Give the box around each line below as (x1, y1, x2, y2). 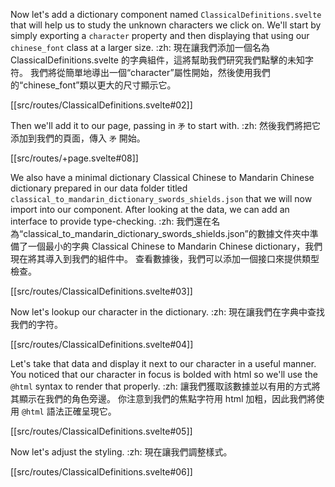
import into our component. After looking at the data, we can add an (10, 204, 290, 215)
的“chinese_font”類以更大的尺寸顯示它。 (10, 79, 177, 91)
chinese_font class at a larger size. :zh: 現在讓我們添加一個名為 (10, 42, 270, 53)
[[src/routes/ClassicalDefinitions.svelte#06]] (10, 466, 193, 478)
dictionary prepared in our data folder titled (10, 182, 188, 194)
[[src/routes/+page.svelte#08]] (10, 152, 139, 164)
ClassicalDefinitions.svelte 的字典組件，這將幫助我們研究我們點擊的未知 (10, 54, 305, 66)
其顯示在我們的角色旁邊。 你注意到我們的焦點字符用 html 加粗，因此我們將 (10, 393, 317, 404)
